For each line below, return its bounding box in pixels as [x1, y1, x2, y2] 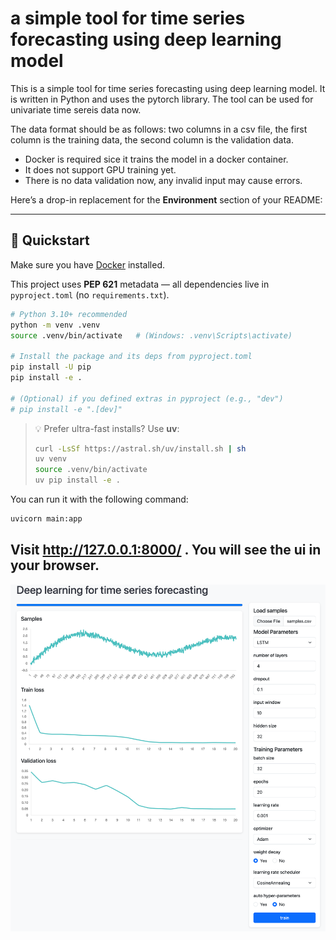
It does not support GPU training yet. [24, 163, 177, 176]
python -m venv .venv [10, 320, 101, 330]
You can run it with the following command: [10, 493, 189, 505]
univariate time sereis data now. [10, 103, 142, 116]
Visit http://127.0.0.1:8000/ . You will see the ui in [10, 542, 322, 559]
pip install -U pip [10, 362, 92, 372]
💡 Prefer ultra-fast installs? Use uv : [34, 422, 180, 434]
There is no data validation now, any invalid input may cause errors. [24, 174, 303, 186]
